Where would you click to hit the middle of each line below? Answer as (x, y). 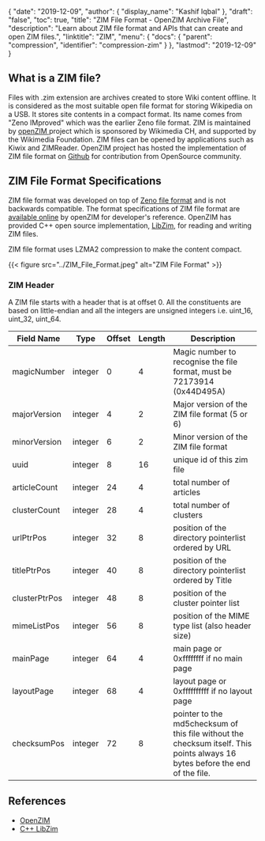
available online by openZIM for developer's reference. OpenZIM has (120, 217)
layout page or (200, 681)
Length (151, 338)
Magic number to (205, 351)
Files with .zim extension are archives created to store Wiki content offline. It (132, 97)
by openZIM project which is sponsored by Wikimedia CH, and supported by (132, 131)
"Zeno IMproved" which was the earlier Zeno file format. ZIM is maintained (129, 123)
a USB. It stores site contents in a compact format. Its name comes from (125, 114)
